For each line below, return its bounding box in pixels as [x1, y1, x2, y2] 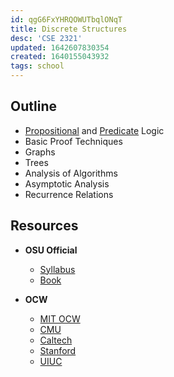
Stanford [39, 344, 77, 356]
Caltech [39, 334, 73, 346]
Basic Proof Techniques [24, 135, 123, 147]
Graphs [24, 146, 56, 158]
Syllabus [39, 263, 76, 275]
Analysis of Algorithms [24, 167, 118, 179]
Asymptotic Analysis [24, 177, 110, 190]
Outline [10, 98, 57, 115]
